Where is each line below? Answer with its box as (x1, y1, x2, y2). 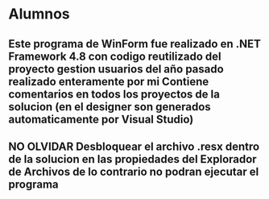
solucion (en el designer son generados (8, 100, 211, 114)
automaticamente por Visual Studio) (8, 112, 194, 126)
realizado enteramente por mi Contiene (8, 74, 209, 89)
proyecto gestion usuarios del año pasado (8, 62, 224, 76)
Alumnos (8, 5, 70, 23)
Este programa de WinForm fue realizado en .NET (8, 37, 262, 51)
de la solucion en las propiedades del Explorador (8, 152, 257, 166)
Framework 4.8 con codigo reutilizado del (8, 49, 221, 63)
